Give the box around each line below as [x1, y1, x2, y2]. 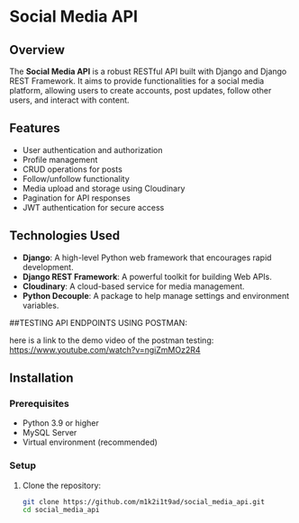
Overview [9, 42, 66, 58]
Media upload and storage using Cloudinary [22, 183, 186, 194]
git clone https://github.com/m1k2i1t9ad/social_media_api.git [22, 497, 266, 506]
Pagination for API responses [22, 192, 131, 203]
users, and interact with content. [9, 95, 130, 105]
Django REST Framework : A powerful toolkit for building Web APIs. [22, 271, 273, 282]
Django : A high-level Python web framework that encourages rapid [22, 252, 272, 263]
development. [22, 261, 74, 272]
